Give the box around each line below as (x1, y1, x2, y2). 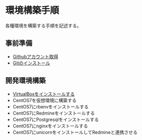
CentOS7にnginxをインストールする (12, 123, 88, 129)
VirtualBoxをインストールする (12, 90, 75, 97)
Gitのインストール (12, 60, 50, 66)
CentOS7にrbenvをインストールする (12, 103, 89, 110)
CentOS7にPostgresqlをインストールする (12, 116, 99, 123)
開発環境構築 (5, 76, 46, 85)
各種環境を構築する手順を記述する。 (5, 22, 82, 29)
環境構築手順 (5, 5, 60, 16)
